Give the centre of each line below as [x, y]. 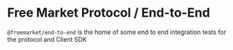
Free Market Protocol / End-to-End [109, 13]
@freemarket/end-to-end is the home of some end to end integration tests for [117, 32]
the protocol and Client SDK [47, 39]
